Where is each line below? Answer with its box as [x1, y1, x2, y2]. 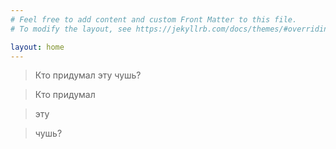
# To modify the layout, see [10, 24, 132, 34]
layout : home [10, 42, 65, 52]
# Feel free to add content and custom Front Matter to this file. [10, 14, 298, 25]
